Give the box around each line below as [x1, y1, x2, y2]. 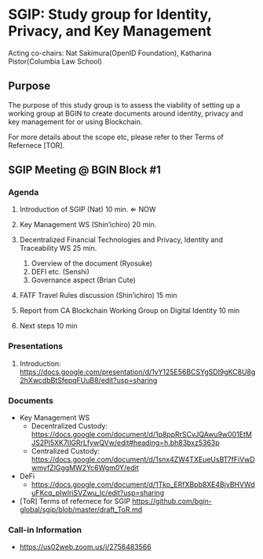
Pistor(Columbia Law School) [8, 57, 102, 66]
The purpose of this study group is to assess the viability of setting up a [8, 100, 241, 109]
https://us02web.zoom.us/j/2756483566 [19, 542, 152, 552]
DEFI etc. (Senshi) [31, 267, 90, 277]
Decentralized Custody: [31, 421, 108, 431]
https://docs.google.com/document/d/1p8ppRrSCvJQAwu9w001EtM [31, 430, 253, 439]
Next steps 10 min [19, 321, 78, 331]
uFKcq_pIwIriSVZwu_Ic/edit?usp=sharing [31, 488, 165, 498]
